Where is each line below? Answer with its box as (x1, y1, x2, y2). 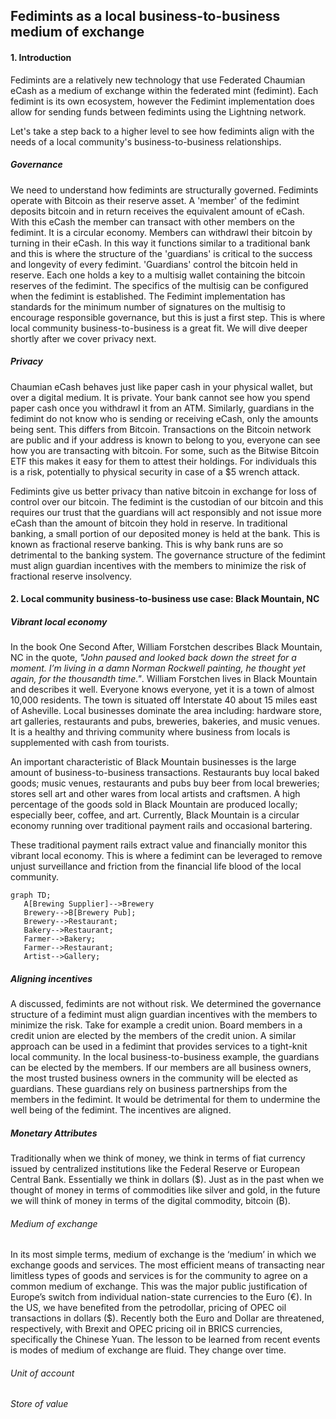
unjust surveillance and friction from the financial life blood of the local (10, 860, 302, 873)
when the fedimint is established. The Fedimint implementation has (10, 290, 286, 302)
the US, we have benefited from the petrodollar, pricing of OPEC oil (10, 1302, 287, 1314)
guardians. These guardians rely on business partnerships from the (10, 1083, 288, 1095)
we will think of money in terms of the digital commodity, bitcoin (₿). (10, 1195, 291, 1207)
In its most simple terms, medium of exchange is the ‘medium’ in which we (10, 1249, 317, 1261)
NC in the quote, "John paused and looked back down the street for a (10, 652, 297, 664)
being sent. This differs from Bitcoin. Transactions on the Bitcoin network (10, 423, 312, 435)
